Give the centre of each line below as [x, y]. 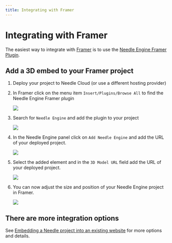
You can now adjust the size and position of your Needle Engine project [88, 187]
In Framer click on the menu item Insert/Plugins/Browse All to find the [88, 93]
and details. [18, 236]
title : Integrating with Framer [40, 10]
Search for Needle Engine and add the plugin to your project [76, 118]
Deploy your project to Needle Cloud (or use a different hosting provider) [89, 83]
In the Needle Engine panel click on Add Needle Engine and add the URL [88, 137]
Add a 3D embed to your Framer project [70, 71]
